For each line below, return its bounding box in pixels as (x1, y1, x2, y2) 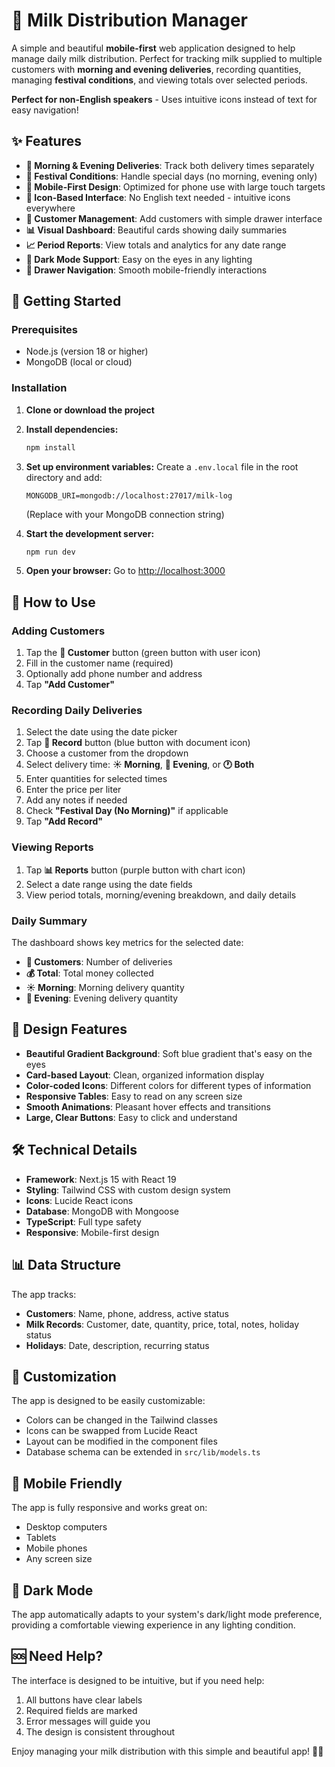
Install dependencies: (25, 423, 119, 435)
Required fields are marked (25, 1704, 138, 1716)
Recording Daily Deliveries (11, 704, 143, 718)
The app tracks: (11, 1288, 77, 1300)
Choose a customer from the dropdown (25, 747, 189, 759)
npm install (25, 442, 76, 453)
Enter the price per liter (25, 784, 122, 796)
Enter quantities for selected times (25, 773, 168, 785)
